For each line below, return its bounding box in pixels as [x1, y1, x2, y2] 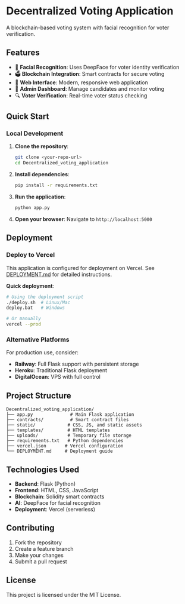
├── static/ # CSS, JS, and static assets [6, 422, 143, 428]
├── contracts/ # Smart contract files [6, 417, 129, 423]
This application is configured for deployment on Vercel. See [6, 264, 155, 271]
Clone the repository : [14, 143, 69, 150]
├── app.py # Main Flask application [6, 412, 134, 418]
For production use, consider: [6, 349, 79, 356]
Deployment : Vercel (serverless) [14, 505, 96, 513]
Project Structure [6, 390, 71, 401]
